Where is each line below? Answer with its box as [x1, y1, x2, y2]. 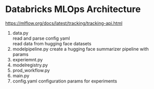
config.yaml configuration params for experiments [12, 78, 117, 84]
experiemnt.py [12, 56, 43, 62]
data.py [12, 30, 29, 36]
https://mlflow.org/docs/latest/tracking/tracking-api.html [5, 20, 123, 26]
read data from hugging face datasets [12, 40, 92, 46]
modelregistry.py [12, 62, 48, 68]
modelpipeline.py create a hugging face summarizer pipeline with [12, 46, 149, 52]
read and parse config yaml [12, 35, 70, 41]
